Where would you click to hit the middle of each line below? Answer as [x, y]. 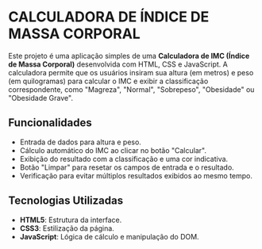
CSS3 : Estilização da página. [67, 228]
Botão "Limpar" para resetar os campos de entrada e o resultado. [127, 167]
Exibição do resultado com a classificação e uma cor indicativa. [124, 159]
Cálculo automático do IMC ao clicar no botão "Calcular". [113, 150]
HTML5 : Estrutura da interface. [71, 220]
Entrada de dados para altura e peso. [80, 142]
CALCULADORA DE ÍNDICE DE [109, 17]
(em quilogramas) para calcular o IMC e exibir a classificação [108, 81]
